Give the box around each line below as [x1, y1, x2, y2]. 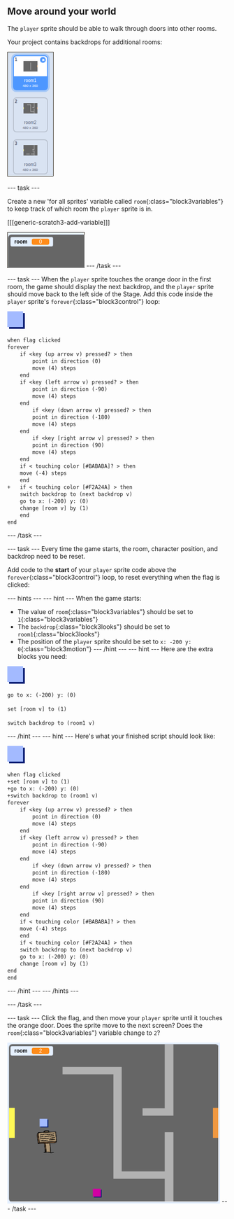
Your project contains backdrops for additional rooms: [7, 38, 163, 46]
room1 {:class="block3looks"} [17, 629, 100, 638]
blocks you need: [17, 652, 68, 660]
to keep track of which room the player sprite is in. [7, 204, 153, 213]
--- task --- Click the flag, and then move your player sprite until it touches [7, 1013, 223, 1022]
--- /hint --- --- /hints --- [7, 987, 79, 995]
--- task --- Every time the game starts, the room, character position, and [7, 544, 218, 552]
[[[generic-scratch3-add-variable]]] [7, 218, 110, 226]
